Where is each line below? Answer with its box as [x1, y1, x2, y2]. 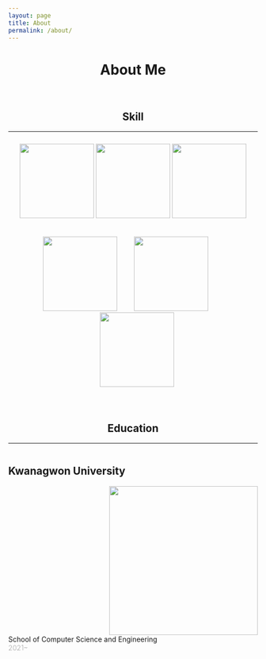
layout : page [8, 11, 51, 20]
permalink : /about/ [8, 26, 73, 34]
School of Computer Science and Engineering [8, 634, 158, 644]
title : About [8, 19, 51, 27]
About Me [100, 60, 166, 79]
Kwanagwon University [8, 464, 126, 478]
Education [107, 422, 159, 435]
